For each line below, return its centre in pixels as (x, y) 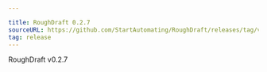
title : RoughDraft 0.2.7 (49, 22)
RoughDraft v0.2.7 (38, 59)
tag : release (30, 37)
